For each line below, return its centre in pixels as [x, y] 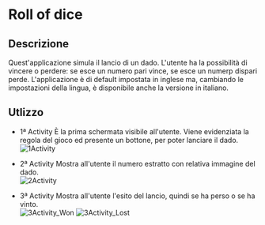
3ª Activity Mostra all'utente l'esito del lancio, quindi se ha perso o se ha [137, 196]
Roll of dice [45, 15]
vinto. [29, 204]
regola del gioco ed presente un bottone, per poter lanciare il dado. [129, 140]
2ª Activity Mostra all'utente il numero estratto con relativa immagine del [137, 163]
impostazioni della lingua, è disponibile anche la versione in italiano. [119, 88]
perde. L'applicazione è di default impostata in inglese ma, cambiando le [126, 79]
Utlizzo [26, 112]
